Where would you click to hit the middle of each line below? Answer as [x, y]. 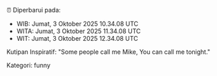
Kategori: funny [29, 65]
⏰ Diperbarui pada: [34, 10]
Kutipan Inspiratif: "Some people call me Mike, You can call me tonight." [108, 52]
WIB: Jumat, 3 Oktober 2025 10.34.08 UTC [77, 24]
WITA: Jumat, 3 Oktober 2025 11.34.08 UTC [78, 31]
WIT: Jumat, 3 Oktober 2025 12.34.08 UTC [77, 38]
